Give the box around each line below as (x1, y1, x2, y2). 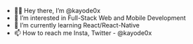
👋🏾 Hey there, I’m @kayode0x (13, 7, 100, 14)
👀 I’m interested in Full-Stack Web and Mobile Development (13, 14, 186, 22)
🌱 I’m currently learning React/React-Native (13, 21, 140, 29)
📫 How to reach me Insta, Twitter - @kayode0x (13, 29, 152, 37)
